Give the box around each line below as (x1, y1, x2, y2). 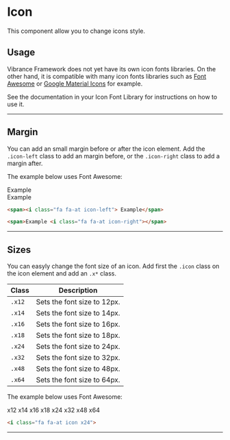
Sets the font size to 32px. (36, 353, 120, 363)
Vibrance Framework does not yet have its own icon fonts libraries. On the (7, 64, 216, 73)
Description (58, 286, 98, 295)
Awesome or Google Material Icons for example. (7, 80, 143, 88)
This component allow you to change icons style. (7, 27, 146, 35)
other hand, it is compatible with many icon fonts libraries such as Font (7, 72, 207, 80)
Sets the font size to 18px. (36, 330, 120, 340)
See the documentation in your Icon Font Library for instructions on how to (7, 93, 218, 101)
